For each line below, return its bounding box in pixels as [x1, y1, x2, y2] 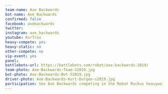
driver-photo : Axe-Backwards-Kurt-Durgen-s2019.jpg [5, 77, 115, 82]
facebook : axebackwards [5, 21, 55, 26]
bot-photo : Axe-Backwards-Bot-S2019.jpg [5, 72, 91, 77]
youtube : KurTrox [5, 35, 41, 40]
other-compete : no [5, 49, 43, 54]
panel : [5, 58, 19, 63]
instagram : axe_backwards [5, 30, 59, 35]
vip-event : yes [5, 53, 37, 59]
